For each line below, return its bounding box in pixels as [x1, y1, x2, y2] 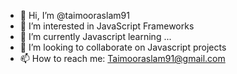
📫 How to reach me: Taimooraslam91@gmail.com [19, 53, 226, 64]
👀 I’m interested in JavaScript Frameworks [19, 20, 195, 32]
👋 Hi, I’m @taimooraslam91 [19, 10, 130, 21]
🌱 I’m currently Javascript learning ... [19, 31, 172, 42]
